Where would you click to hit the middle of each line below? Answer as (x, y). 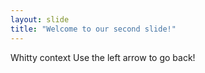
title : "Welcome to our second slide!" (93, 29)
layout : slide (40, 19)
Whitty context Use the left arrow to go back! (103, 57)
